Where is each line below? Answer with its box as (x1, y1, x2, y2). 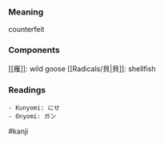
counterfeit (8, 25, 45, 34)
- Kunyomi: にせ (8, 103, 60, 112)
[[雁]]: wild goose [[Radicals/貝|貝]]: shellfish (8, 63, 156, 74)
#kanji (8, 126, 29, 136)
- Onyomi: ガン (8, 112, 57, 120)
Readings (8, 84, 46, 95)
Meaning (8, 6, 44, 18)
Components (8, 45, 60, 56)
